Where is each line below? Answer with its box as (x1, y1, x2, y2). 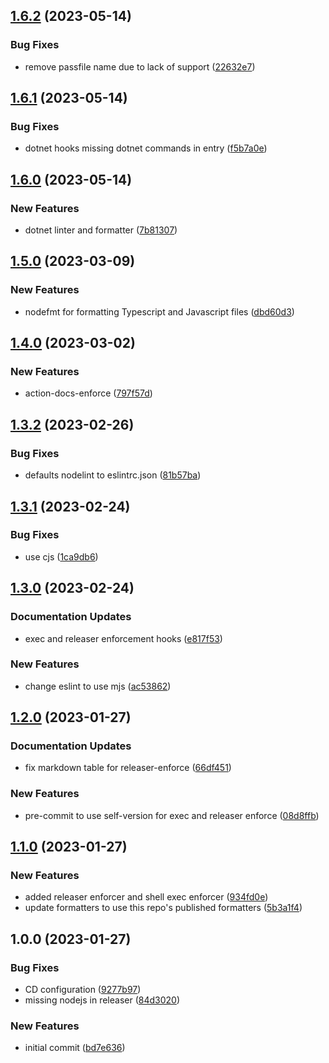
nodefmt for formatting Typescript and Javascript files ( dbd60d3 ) (24, 305, 295, 318)
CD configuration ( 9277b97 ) (24, 984, 142, 996)
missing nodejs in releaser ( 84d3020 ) (24, 994, 181, 1006)
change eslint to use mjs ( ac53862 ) (24, 680, 172, 692)
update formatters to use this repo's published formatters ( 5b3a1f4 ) (24, 902, 303, 914)
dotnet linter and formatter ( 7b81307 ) (24, 224, 178, 236)
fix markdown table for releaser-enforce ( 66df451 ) (24, 762, 232, 774)
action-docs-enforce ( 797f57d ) (24, 387, 153, 399)
